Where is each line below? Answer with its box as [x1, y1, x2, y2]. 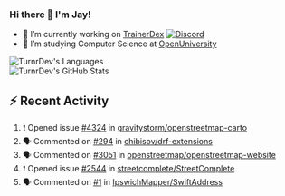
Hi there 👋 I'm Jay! [9, 8, 92, 21]
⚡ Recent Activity [9, 93, 109, 108]
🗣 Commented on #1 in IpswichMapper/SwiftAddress [22, 177, 223, 188]
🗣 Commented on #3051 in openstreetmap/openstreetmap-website [22, 150, 276, 161]
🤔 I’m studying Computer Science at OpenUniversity [22, 38, 217, 49]
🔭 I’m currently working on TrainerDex [22, 29, 165, 40]
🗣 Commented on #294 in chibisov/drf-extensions [22, 136, 213, 147]
